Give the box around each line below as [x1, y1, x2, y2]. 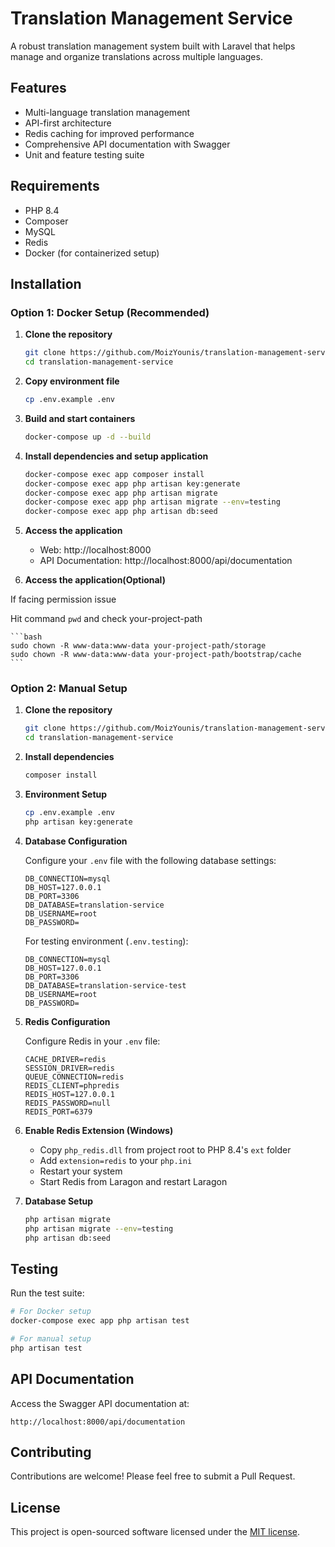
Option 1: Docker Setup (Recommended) [10, 305, 210, 319]
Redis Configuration [24, 1015, 111, 1027]
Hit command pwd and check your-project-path [10, 613, 203, 625]
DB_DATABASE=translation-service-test [24, 980, 187, 991]
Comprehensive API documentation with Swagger [24, 138, 231, 150]
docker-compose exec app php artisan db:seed [24, 507, 218, 517]
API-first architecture [24, 117, 112, 129]
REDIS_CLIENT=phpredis [24, 1080, 120, 1091]
